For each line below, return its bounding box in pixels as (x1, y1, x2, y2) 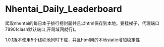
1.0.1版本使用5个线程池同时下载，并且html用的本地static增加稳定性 (5, 37, 140, 43)
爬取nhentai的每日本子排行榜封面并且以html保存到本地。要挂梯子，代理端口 (5, 20, 160, 26)
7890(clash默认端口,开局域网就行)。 (5, 26, 79, 32)
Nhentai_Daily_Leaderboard (5, 3, 122, 15)
